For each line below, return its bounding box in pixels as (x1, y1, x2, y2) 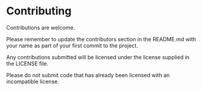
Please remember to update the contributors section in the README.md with (6, 35, 197, 43)
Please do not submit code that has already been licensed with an (6, 71, 170, 78)
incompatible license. (6, 78, 59, 85)
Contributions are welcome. (6, 24, 75, 31)
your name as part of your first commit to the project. (6, 42, 139, 49)
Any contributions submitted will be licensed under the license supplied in (6, 53, 190, 60)
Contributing (6, 4, 72, 18)
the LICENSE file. (6, 60, 49, 67)
